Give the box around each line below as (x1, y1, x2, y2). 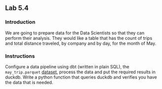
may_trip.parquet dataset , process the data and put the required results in (5, 69, 156, 75)
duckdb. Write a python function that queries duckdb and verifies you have (5, 74, 157, 80)
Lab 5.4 (5, 4, 29, 12)
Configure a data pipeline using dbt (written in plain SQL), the (5, 63, 130, 69)
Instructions (5, 53, 35, 59)
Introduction (5, 19, 35, 26)
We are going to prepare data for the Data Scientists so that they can (5, 30, 144, 36)
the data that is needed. (5, 79, 53, 85)
